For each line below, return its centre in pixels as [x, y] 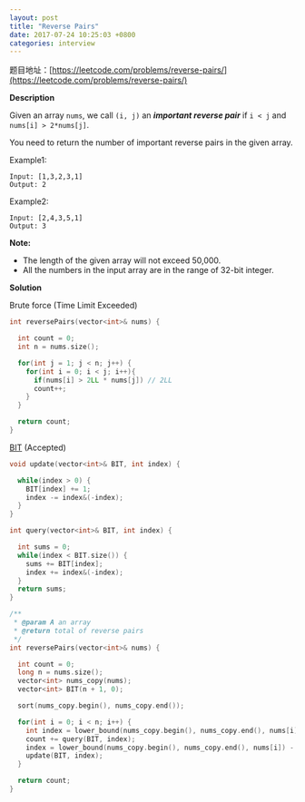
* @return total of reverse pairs [79, 631]
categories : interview [52, 43]
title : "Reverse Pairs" [54, 26]
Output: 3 [28, 226]
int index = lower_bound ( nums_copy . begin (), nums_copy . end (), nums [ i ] [162, 730]
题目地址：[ [31, 70]
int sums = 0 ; [44, 547]
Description [32, 98]
